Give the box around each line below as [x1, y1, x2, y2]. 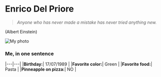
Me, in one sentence [5, 50, 54, 57]
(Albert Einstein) [5, 29, 37, 34]
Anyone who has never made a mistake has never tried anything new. [16, 19, 157, 25]
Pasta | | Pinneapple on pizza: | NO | [5, 66, 77, 72]
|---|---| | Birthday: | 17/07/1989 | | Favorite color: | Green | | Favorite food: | [5, 62, 153, 67]
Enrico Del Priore [5, 3, 74, 15]
